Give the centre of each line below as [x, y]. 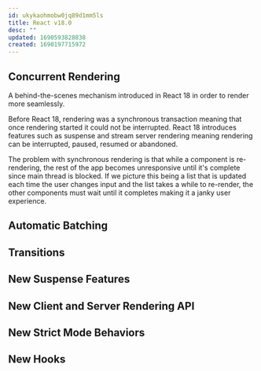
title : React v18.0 [40, 23]
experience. [28, 200]
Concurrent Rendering [64, 77]
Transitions [37, 252]
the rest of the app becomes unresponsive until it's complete [142, 167]
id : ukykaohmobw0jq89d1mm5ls [56, 15]
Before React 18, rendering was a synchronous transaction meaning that [125, 119]
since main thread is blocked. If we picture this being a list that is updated [127, 176]
